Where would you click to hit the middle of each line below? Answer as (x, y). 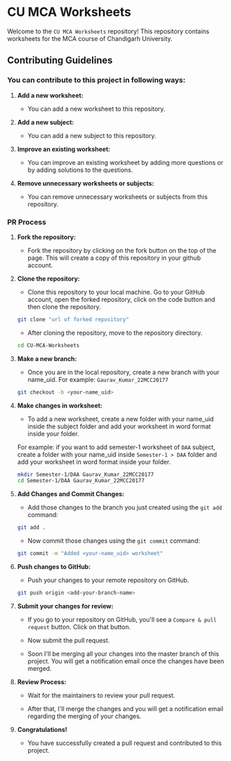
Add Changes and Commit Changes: (71, 494)
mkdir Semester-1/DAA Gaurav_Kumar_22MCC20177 (85, 474)
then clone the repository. (64, 306)
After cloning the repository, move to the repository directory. (115, 333)
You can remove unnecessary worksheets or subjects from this (118, 196)
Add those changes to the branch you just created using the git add (125, 507)
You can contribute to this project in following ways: (96, 80)
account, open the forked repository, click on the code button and (121, 299)
